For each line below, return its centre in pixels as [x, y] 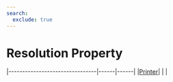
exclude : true [32, 20]
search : [17, 13]
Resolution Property [65, 53]
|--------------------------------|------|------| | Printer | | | [87, 72]
